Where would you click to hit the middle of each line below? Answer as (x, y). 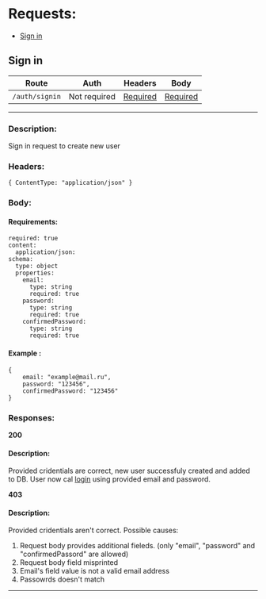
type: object (37, 267)
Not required (92, 96)
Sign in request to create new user (65, 146)
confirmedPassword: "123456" (70, 391)
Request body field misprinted (69, 563)
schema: (21, 259)
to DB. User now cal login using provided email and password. (110, 479)
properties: (35, 273)
